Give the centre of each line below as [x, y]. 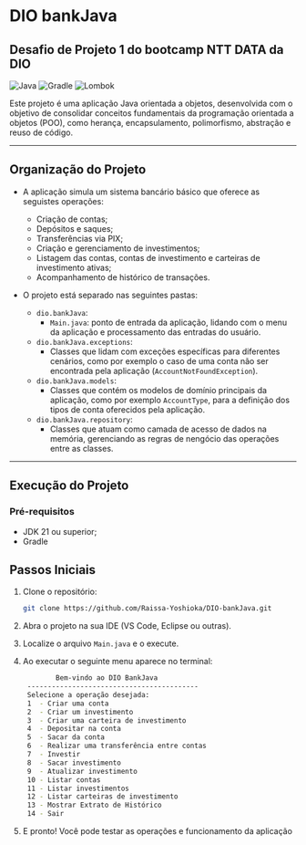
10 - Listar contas [64, 780]
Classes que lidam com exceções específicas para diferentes [165, 351]
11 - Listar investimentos [78, 788]
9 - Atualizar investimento [82, 771]
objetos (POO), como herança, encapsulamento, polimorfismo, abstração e [150, 123]
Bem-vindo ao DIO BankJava [107, 678]
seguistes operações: [63, 201]
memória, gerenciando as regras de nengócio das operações [164, 438]
